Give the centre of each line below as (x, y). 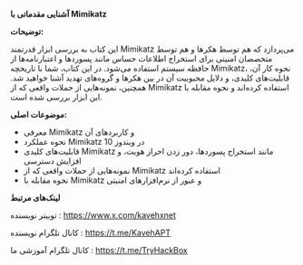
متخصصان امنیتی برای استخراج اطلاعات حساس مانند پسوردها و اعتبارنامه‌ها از (142, 58)
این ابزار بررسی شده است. (56, 97)
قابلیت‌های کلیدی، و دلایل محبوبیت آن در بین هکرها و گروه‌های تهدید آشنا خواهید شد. (150, 78)
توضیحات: (27, 31)
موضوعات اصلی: (39, 114)
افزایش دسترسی (52, 161)
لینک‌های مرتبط (35, 198)
